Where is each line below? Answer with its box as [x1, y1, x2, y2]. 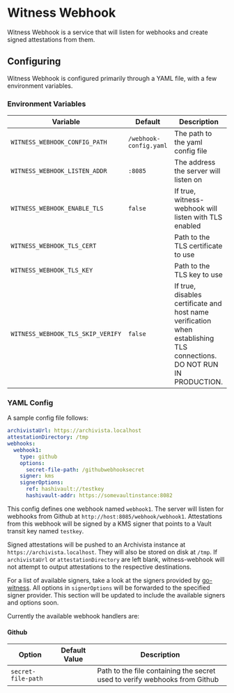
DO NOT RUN [173, 360, 219, 370]
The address [173, 158, 216, 167]
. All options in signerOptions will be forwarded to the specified [29, 584, 210, 592]
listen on [173, 175, 203, 185]
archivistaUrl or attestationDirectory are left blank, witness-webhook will [7, 555, 225, 563]
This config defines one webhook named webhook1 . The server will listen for [7, 504, 224, 513]
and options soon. [7, 598, 59, 607]
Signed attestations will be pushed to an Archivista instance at [7, 540, 186, 549]
